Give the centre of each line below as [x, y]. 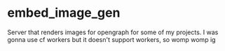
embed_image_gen [64, 13]
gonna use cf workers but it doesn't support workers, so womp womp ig [111, 39]
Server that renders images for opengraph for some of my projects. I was [113, 32]
